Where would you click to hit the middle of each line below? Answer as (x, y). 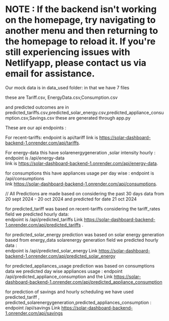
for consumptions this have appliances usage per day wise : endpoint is (80, 173)
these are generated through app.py (93, 118)
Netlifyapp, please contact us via (76, 63)
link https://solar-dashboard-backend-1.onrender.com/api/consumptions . (81, 184)
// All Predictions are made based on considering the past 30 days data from (85, 193)
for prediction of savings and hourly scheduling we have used (69, 292)
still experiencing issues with (68, 52)
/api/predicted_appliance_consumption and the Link (59, 277)
